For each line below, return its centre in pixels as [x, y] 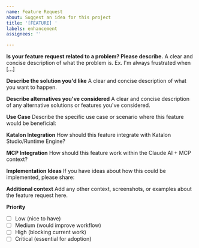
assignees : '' [24, 34]
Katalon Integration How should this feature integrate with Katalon [89, 135]
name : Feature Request [34, 12]
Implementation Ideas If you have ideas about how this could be [86, 171]
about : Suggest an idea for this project [59, 17]
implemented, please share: [40, 177]
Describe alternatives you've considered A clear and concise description [98, 99]
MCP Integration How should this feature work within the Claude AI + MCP [99, 153]
